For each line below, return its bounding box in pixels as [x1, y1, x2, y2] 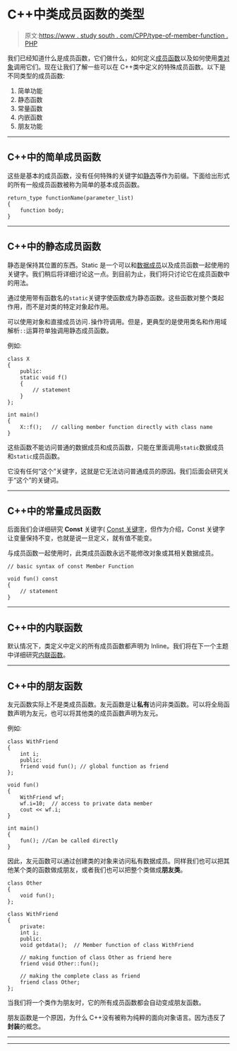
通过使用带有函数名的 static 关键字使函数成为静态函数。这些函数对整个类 [7, 293, 218, 301]
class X [7, 355, 30, 362]
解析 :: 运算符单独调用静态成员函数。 [7, 326, 113, 335]
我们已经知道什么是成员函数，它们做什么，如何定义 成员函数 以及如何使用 [7, 54, 217, 62]
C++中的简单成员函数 [7, 151, 102, 163]
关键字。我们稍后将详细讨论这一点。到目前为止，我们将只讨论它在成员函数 [7, 270, 224, 278]
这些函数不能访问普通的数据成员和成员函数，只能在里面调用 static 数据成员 [7, 443, 224, 452]
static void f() [20, 374, 68, 381]
